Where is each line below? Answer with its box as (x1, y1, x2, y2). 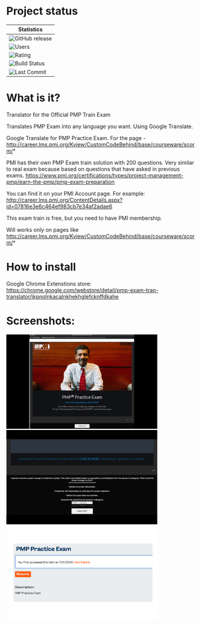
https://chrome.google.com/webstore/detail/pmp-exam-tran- (6, 287, 159, 294)
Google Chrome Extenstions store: (6, 280, 92, 287)
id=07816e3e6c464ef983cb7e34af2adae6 (6, 203, 113, 210)
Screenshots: (6, 314, 75, 328)
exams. (6, 172, 25, 179)
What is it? (6, 91, 61, 105)
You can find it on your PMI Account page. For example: (6, 190, 145, 197)
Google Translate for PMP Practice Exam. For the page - (6, 135, 146, 142)
